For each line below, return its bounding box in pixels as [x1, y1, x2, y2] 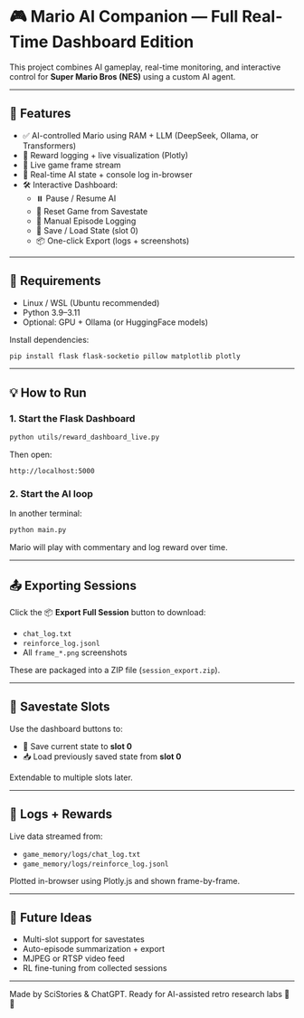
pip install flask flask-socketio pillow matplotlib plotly [9, 351, 242, 361]
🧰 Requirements [9, 273, 101, 289]
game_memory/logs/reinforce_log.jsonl [22, 860, 169, 869]
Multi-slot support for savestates [22, 934, 145, 945]
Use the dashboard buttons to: [9, 723, 124, 734]
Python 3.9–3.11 [22, 307, 81, 318]
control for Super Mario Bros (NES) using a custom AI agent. [9, 71, 236, 81]
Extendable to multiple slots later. [9, 772, 133, 783]
